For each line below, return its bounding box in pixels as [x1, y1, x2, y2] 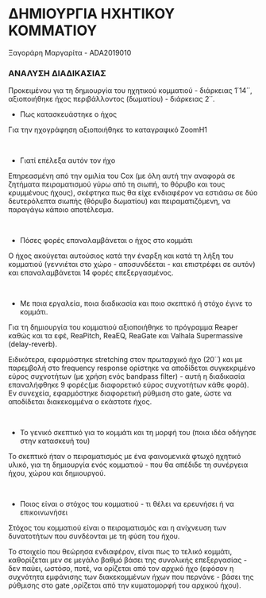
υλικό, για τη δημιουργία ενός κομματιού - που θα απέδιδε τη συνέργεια [8, 460, 249, 469]
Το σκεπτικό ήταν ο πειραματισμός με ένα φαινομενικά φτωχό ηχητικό [8, 452, 241, 461]
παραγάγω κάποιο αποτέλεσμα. [8, 205, 114, 214]
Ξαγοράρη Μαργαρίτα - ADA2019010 [8, 48, 132, 57]
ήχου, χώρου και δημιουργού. [8, 469, 106, 478]
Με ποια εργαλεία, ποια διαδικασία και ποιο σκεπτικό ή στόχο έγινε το [19, 299, 253, 308]
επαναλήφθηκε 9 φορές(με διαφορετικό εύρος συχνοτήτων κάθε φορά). [8, 380, 249, 390]
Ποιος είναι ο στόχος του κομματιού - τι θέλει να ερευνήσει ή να [19, 500, 234, 509]
